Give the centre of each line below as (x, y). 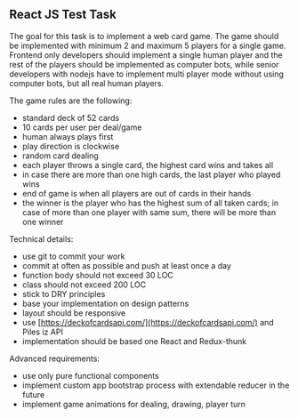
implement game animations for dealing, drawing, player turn (134, 404)
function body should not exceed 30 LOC (97, 275)
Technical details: (41, 238)
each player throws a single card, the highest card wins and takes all (148, 165)
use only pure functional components (91, 375)
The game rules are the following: (71, 100)
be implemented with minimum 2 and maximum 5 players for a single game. (148, 45)
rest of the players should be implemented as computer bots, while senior (144, 64)
